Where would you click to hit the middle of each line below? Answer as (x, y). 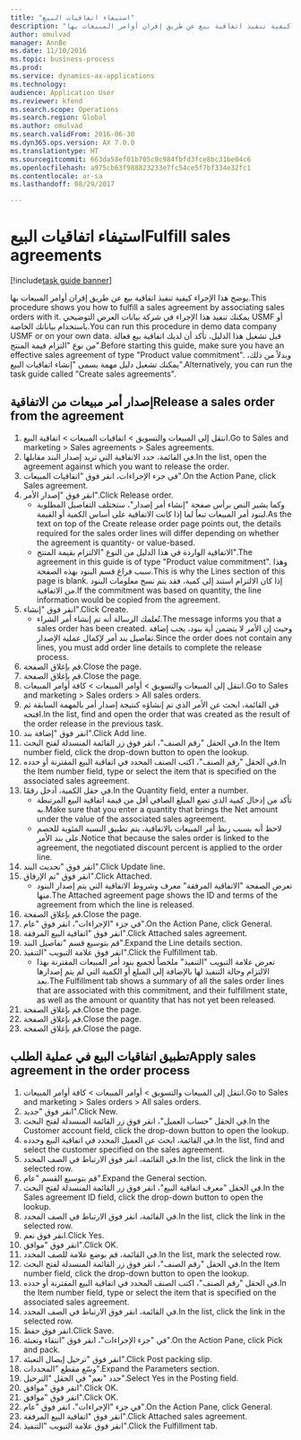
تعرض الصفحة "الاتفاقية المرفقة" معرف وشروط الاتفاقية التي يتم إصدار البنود (164, 885)
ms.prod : (26, 68)
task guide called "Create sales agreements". (94, 374)
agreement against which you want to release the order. (126, 466)
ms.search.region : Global (58, 117)
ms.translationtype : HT (55, 151)
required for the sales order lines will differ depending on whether (158, 533)
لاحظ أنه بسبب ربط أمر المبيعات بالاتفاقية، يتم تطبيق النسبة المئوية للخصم (159, 828)
